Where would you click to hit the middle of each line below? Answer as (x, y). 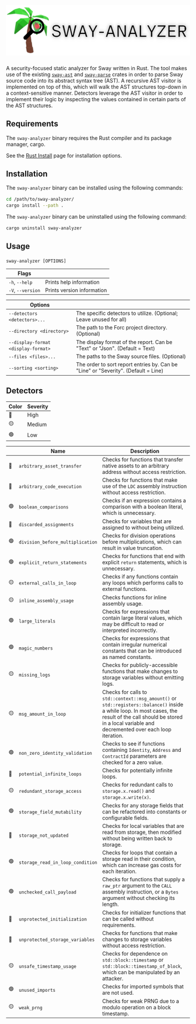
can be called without (128, 919)
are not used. (118, 993)
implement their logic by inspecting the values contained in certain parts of (96, 99)
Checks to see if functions (133, 743)
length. (110, 904)
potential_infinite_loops (50, 774)
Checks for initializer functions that (144, 912)
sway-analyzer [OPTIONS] (36, 261)
